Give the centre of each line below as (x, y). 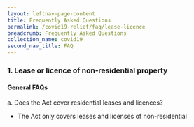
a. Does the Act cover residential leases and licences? (85, 103)
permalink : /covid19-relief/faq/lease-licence (76, 27)
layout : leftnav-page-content (51, 14)
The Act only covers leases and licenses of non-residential (102, 117)
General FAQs (28, 87)
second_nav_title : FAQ (40, 46)
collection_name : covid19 (45, 40)
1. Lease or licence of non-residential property (88, 70)
